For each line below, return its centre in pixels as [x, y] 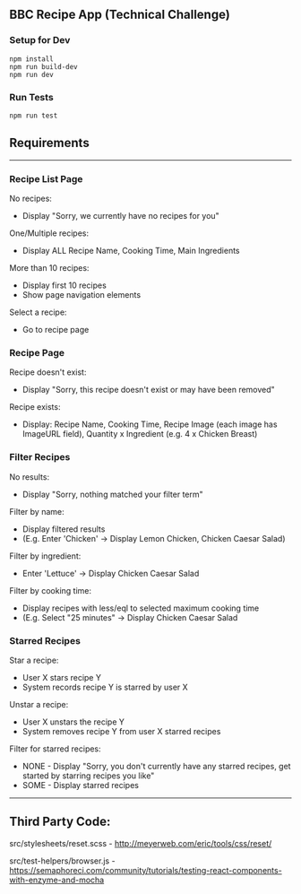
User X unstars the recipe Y [73, 722]
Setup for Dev [40, 40]
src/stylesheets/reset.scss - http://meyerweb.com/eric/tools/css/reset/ [141, 843]
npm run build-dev [43, 66]
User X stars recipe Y [61, 677]
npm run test [34, 116]
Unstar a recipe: [39, 704]
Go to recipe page [56, 330]
